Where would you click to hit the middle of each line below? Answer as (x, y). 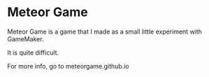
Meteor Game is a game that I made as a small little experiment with (105, 31)
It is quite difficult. (33, 52)
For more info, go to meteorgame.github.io (68, 66)
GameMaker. (26, 38)
